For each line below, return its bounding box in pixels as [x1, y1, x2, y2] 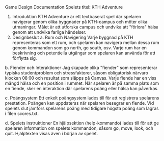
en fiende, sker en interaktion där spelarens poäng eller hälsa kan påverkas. [5, 86, 159, 91]
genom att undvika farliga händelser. [12, 29, 87, 35]
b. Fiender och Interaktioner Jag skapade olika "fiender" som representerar [5, 65, 158, 70]
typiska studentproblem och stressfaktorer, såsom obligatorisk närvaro [5, 70, 148, 75]
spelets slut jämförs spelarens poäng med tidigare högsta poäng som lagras [5, 105, 159, 111]
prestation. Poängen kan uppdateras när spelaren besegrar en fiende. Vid [5, 100, 154, 106]
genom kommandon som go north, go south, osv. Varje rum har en [12, 45, 147, 50]
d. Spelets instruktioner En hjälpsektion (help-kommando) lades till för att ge [5, 120, 159, 126]
